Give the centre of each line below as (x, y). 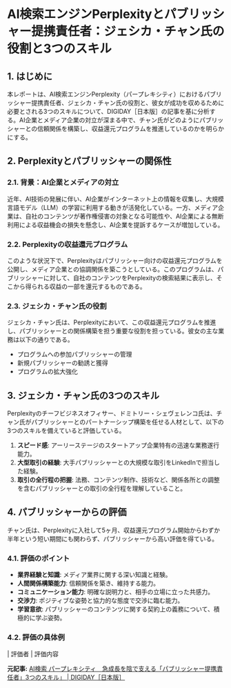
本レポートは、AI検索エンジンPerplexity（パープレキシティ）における (106, 94)
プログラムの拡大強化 (47, 372)
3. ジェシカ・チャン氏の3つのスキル (83, 395)
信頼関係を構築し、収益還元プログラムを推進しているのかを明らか (131, 129)
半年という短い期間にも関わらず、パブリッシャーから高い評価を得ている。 (113, 538)
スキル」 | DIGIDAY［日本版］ (83, 677)
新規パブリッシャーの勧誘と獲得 (62, 363)
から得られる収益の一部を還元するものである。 (79, 286)
